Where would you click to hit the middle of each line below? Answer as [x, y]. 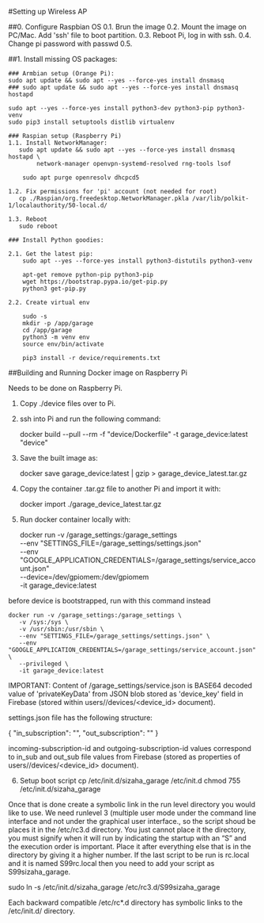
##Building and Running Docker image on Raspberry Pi [98, 373]
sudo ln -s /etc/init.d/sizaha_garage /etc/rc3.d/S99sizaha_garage [114, 887]
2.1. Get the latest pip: [51, 254]
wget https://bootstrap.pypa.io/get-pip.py [95, 281]
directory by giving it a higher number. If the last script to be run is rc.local [129, 855]
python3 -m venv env [56, 337]
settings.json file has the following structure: [80, 718]
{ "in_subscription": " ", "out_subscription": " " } [83, 733]
